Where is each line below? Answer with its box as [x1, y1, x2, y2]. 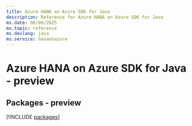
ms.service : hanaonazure [6, 36, 68, 42]
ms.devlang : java [6, 31, 49, 37]
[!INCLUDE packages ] [6, 114, 60, 120]
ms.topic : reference [6, 25, 58, 31]
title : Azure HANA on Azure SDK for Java [6, 8, 111, 15]
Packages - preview [6, 98, 81, 108]
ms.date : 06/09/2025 [6, 20, 58, 25]
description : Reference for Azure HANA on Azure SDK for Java [6, 14, 163, 20]
